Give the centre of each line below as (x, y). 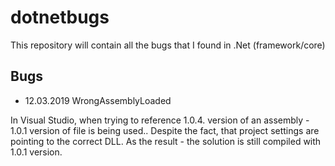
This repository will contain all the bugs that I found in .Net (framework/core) (168, 45)
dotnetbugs (60, 17)
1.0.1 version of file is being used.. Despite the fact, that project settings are (165, 130)
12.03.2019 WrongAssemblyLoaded (98, 100)
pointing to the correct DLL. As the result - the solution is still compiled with (166, 141)
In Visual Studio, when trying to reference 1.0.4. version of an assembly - (160, 120)
